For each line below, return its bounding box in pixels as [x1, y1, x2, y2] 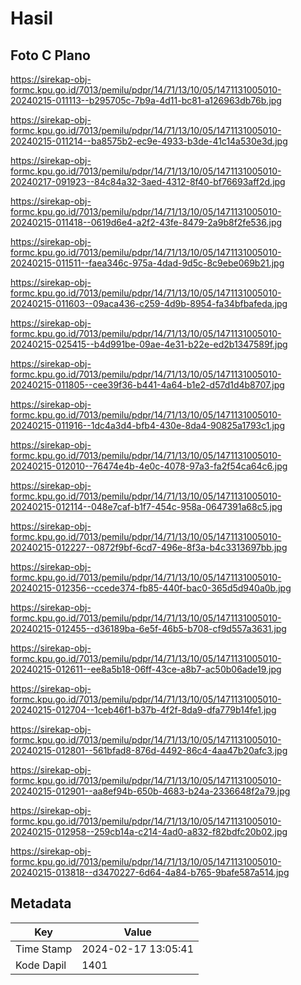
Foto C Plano [10, 47, 91, 64]
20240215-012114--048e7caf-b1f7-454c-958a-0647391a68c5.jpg [10, 501, 283, 512]
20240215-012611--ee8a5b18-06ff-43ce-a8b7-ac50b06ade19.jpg [10, 663, 282, 675]
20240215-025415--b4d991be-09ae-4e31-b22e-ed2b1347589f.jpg [10, 338, 288, 350]
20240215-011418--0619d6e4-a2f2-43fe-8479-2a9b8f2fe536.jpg [10, 217, 283, 228]
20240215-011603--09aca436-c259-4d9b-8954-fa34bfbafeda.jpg [10, 298, 288, 309]
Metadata [10, 895, 72, 912]
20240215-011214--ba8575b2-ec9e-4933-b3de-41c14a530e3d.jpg [10, 135, 288, 147]
